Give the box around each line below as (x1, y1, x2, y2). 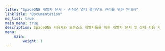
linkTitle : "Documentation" (5, 12, 63, 17)
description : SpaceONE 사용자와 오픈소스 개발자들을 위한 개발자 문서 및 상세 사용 (5, 25, 156, 30)
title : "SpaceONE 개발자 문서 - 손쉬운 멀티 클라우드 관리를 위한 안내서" (5, 7, 138, 12)
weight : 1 (23, 39, 43, 44)
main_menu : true (5, 20, 38, 26)
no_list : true (5, 16, 34, 21)
